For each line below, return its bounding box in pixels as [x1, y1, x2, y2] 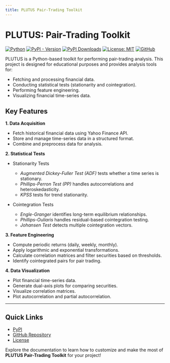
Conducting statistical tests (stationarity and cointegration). [12, 81, 137, 87]
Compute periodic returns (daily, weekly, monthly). [12, 242, 118, 248]
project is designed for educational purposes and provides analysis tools [5, 61, 157, 67]
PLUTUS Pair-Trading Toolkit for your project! [5, 352, 101, 358]
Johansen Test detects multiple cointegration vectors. [20, 222, 133, 228]
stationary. [20, 175, 42, 182]
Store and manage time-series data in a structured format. [12, 135, 134, 142]
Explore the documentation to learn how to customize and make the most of [5, 347, 163, 353]
